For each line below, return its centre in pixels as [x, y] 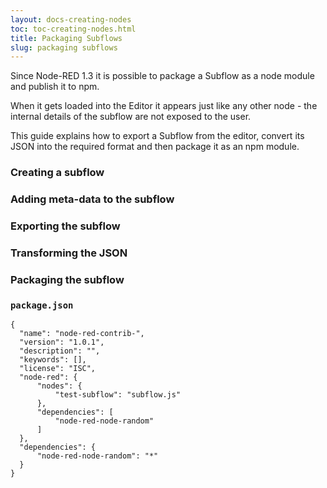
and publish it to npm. [55, 87]
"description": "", [60, 351]
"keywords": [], [53, 360]
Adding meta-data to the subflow [92, 199]
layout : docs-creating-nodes [71, 19]
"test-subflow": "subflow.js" [118, 395]
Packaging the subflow [67, 279]
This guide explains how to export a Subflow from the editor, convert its [157, 136]
